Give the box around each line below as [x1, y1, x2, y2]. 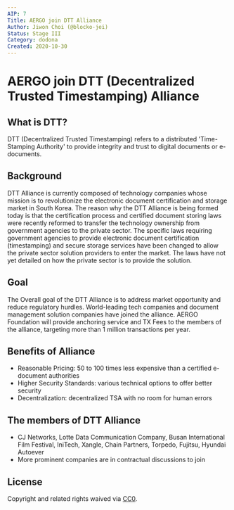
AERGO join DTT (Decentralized [7, 73, 195, 89]
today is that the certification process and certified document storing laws [7, 211, 222, 219]
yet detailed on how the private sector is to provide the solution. [7, 256, 192, 264]
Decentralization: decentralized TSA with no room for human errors [17, 394, 212, 402]
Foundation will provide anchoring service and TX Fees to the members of [7, 317, 222, 326]
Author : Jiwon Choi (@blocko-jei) [7, 23, 109, 30]
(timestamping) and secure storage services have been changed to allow [7, 241, 219, 250]
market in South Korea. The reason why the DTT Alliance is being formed [7, 203, 219, 212]
